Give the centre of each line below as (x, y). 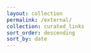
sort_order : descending (41, 33)
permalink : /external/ (39, 20)
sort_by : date (27, 39)
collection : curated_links (45, 26)
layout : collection (35, 13)
